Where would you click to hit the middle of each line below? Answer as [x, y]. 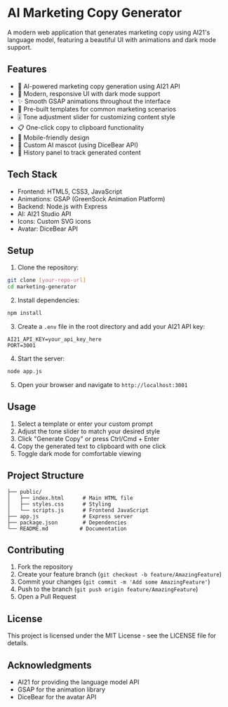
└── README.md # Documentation [67, 528]
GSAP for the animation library [61, 689]
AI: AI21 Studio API [44, 214]
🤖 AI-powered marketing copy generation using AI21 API [99, 86]
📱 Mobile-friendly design [53, 137]
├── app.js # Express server [70, 516]
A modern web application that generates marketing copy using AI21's [109, 32]
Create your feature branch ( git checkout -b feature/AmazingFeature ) [120, 574]
